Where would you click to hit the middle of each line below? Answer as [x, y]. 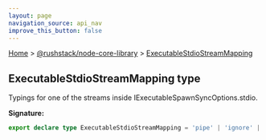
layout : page [30, 16]
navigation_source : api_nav [55, 23]
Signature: [26, 114]
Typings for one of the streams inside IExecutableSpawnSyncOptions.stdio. [133, 98]
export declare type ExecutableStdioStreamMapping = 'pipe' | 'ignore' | [135, 128]
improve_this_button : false [55, 30]
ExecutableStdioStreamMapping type [104, 78]
